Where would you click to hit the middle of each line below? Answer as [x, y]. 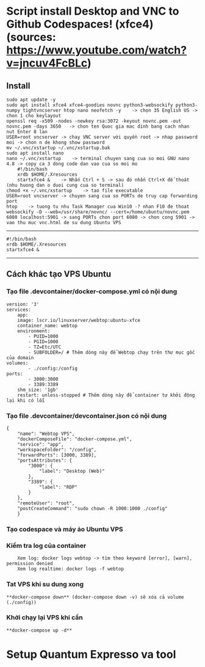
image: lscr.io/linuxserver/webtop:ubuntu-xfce [79, 320]
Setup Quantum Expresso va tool [91, 654]
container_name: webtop [48, 326]
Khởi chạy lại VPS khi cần [45, 618]
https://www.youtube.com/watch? [97, 50]
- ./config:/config [53, 368]
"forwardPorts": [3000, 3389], [57, 455]
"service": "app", [41, 444]
